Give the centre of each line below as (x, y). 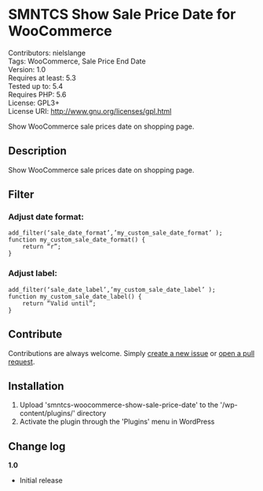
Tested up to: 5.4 (36, 86)
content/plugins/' (47, 413)
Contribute (35, 335)
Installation (36, 386)
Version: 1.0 (27, 69)
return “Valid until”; (59, 304)
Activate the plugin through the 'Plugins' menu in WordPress (117, 422)
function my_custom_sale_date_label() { (75, 296)
